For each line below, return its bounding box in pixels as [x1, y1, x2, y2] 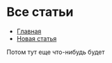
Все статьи [6, 4, 74, 20]
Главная [16, 27, 42, 35]
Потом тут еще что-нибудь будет [6, 48, 105, 56]
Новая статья [16, 34, 57, 42]
